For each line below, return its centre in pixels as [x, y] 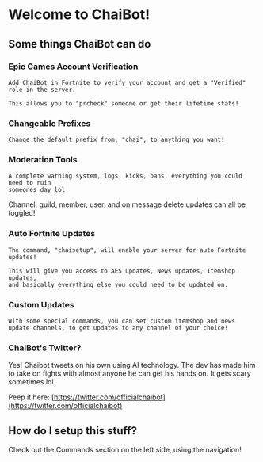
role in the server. [42, 90]
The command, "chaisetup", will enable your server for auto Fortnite [127, 250]
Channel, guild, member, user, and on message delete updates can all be [127, 204]
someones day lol [37, 190]
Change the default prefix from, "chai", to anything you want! [116, 140]
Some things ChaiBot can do [80, 44]
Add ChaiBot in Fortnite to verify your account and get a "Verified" [127, 82]
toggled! [22, 213]
